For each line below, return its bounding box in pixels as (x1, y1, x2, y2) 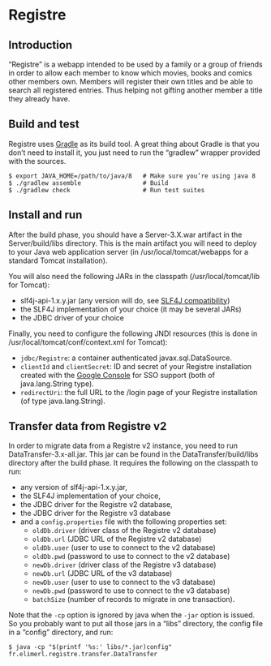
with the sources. (8, 156, 67, 165)
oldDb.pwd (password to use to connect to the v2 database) (32, 552, 230, 561)
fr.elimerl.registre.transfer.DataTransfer (8, 651, 158, 659)
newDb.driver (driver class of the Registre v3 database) (32, 560, 217, 569)
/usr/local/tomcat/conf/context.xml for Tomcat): (8, 337, 168, 346)
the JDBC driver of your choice (19, 312, 124, 322)
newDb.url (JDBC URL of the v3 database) (32, 569, 173, 578)
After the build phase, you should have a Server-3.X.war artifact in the (8, 230, 243, 239)
